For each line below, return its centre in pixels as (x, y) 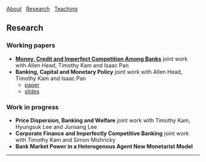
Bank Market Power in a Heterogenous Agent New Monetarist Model (104, 146)
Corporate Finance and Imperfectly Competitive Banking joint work (102, 133)
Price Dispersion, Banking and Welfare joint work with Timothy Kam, (103, 120)
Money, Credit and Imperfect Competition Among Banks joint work (101, 59)
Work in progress (33, 107)
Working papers (31, 45)
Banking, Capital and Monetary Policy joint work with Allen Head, (99, 72)
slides (32, 91)
